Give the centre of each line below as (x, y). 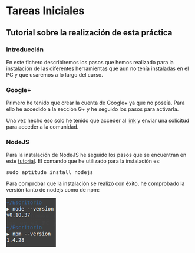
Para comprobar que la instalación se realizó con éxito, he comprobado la (95, 183)
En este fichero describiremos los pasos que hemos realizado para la (90, 62)
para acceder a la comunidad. (42, 127)
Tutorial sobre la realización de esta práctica (89, 33)
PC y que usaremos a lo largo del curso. (54, 74)
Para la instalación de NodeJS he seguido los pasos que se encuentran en (96, 155)
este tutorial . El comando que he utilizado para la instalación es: (83, 161)
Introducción (25, 50)
